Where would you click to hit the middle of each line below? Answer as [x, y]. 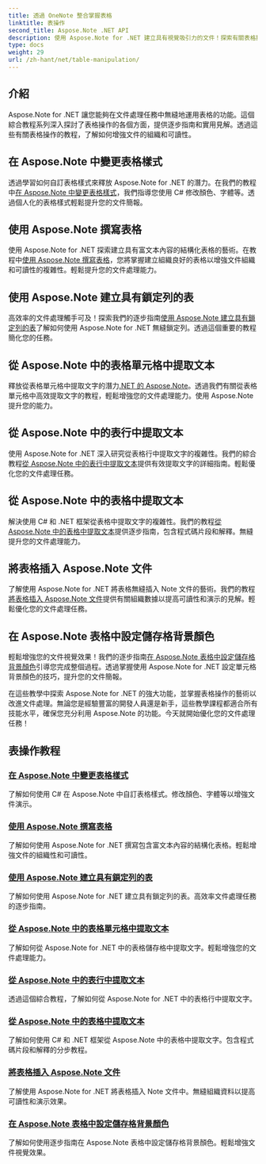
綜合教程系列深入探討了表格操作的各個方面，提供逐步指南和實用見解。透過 [129, 124]
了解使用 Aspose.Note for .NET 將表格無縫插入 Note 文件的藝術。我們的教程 [132, 589]
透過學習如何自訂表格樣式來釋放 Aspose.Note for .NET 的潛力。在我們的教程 [133, 182]
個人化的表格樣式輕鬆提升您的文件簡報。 [81, 202]
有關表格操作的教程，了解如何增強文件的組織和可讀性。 [105, 134]
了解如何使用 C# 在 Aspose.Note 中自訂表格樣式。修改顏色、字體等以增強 [128, 794]
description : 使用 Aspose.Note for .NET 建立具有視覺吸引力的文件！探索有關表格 [132, 38]
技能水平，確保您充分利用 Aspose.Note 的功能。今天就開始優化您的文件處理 [132, 714]
